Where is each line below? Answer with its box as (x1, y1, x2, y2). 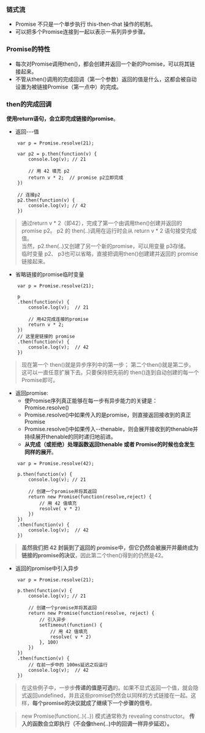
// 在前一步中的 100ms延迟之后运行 (28, 661, 108, 668)
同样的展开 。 (24, 448, 57, 456)
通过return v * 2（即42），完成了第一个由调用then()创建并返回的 (21, 219, 182, 227)
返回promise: (15, 389, 49, 396)
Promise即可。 (21, 376, 59, 383)
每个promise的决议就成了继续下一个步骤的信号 (32, 699, 151, 707)
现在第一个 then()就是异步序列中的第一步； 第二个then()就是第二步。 (21, 361, 195, 368)
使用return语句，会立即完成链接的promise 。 (6, 115, 119, 122)
